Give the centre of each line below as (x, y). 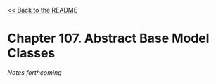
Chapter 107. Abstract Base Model (108, 38)
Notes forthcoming (34, 72)
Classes (31, 54)
